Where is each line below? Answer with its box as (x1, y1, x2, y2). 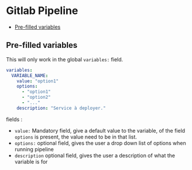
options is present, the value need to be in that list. (14, 133, 138, 140)
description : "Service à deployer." (16, 105, 107, 111)
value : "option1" (16, 78, 59, 84)
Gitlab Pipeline (6, 4, 78, 18)
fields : (6, 116, 23, 123)
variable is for (14, 158, 48, 165)
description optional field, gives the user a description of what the (14, 152, 176, 159)
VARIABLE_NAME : (11, 72, 49, 78)
